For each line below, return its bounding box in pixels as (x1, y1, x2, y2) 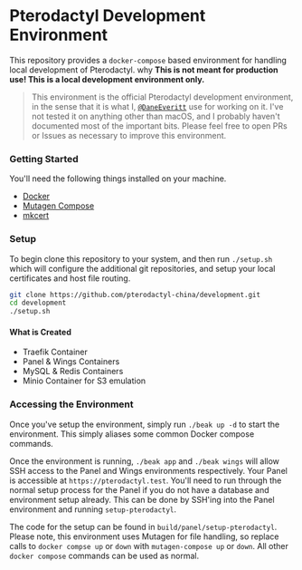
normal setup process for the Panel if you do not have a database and (9, 484, 269, 495)
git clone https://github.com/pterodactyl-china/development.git (9, 290, 260, 299)
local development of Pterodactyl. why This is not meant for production (9, 64, 278, 75)
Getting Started (9, 152, 79, 165)
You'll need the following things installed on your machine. (9, 173, 227, 184)
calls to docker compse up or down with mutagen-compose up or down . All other (9, 540, 289, 551)
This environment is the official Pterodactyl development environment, (31, 92, 294, 102)
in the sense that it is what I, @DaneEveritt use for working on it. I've (31, 101, 284, 111)
